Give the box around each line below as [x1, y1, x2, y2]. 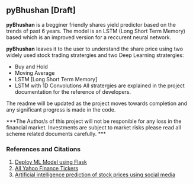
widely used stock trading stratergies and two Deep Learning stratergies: [6, 51, 184, 59]
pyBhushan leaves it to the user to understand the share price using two [6, 45, 184, 52]
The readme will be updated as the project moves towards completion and [6, 100, 188, 107]
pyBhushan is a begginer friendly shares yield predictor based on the [6, 21, 176, 28]
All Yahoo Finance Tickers [14, 165, 79, 172]
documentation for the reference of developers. [14, 88, 131, 95]
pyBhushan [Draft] [6, 5, 76, 15]
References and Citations [6, 145, 81, 153]
